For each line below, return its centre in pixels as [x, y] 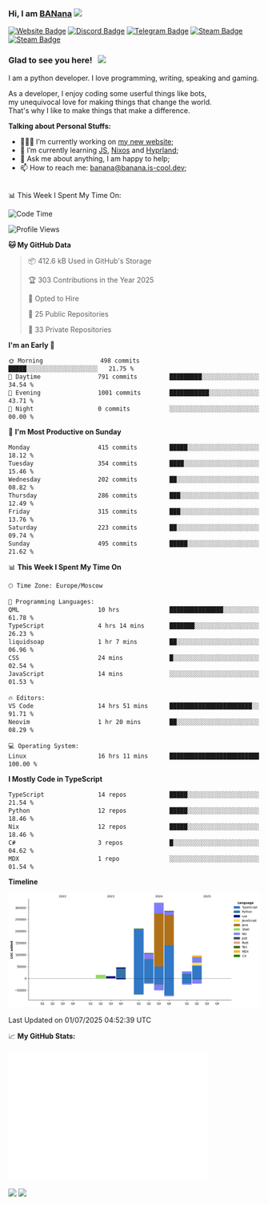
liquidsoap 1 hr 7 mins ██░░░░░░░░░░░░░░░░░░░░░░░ [134, 641]
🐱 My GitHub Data [40, 245]
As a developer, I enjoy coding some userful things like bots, [108, 93]
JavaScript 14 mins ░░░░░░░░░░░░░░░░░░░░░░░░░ [134, 673]
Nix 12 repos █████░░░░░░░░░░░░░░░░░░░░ [134, 827]
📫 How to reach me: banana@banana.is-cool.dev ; [103, 168]
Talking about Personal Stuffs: [60, 126]
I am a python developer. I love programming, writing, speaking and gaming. [134, 78]
